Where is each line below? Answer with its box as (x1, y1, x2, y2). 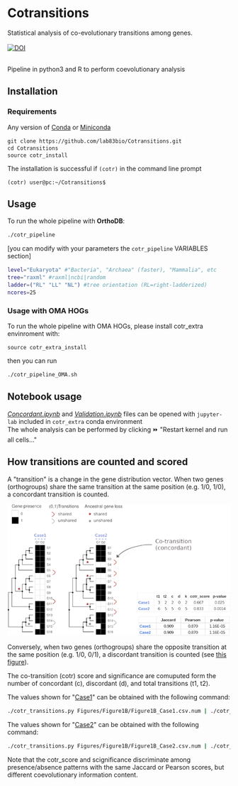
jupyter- (197, 410, 223, 418)
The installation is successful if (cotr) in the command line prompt (7, 164, 202, 173)
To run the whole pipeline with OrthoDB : (7, 217, 125, 225)
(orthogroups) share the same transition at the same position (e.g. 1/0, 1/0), (7, 482, 226, 491)
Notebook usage (7, 391, 82, 403)
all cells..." (7, 435, 38, 444)
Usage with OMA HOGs (7, 305, 89, 315)
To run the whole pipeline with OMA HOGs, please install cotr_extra (7, 322, 203, 331)
